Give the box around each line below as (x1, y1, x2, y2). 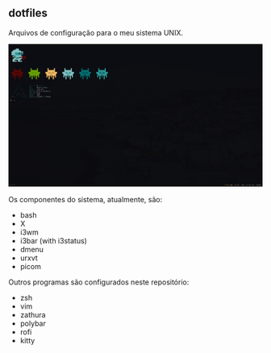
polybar (19, 318, 46, 329)
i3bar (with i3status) (19, 236, 87, 246)
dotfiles (8, 6, 48, 20)
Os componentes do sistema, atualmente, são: (8, 195, 163, 205)
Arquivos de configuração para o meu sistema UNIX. (8, 27, 184, 37)
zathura (19, 310, 46, 320)
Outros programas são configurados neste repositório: (8, 277, 190, 287)
